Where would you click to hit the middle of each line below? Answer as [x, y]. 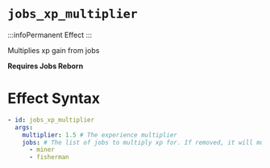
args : [24, 127]
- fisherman [49, 158]
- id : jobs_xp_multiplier [51, 120]
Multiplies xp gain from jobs [54, 50]
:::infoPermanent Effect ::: [50, 35]
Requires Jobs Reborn [46, 66]
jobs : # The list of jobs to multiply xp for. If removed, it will [137, 142]
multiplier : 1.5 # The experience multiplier [100, 135]
